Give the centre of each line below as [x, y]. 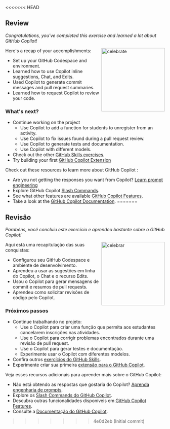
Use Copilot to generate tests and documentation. [72, 144]
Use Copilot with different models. [56, 150]
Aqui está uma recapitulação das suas [45, 244]
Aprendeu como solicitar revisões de [51, 292]
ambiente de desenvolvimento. [45, 265]
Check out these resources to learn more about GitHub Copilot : [72, 170]
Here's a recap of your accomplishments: [48, 51]
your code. [24, 98]
